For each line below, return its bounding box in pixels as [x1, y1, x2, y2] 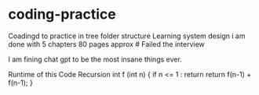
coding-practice [8, 5, 116, 23]
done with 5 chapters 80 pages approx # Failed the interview [8, 39, 206, 48]
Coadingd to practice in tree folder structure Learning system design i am [8, 31, 246, 40]
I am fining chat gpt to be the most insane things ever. [8, 55, 182, 64]
